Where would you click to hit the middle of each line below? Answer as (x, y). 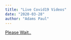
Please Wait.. (18, 33)
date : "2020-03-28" (25, 14)
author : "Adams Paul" (27, 19)
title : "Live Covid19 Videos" (36, 10)
